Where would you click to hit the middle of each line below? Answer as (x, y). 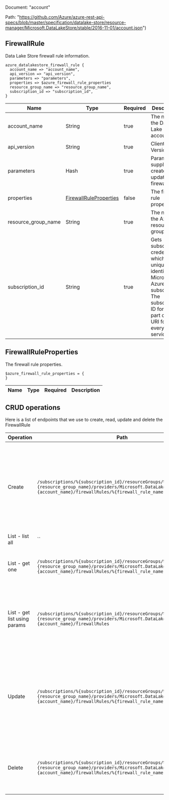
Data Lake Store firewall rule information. (48, 56)
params (17, 625)
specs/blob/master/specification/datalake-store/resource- (66, 22)
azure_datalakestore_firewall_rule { (45, 65)
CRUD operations (33, 408)
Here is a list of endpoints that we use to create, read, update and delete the (84, 420)
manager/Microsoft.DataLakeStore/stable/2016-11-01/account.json (74, 28)
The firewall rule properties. (34, 364)
